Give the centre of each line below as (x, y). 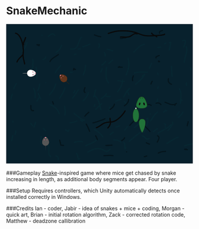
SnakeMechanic (47, 11)
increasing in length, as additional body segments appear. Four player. (92, 179)
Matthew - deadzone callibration (46, 221)
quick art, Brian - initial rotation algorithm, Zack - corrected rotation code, (96, 214)
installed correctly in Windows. (44, 197)
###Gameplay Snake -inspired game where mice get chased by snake (91, 173)
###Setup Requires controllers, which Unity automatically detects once (93, 191)
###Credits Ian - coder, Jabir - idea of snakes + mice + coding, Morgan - (95, 208)
